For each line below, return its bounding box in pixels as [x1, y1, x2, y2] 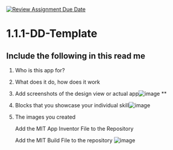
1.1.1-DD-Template [6, 27, 98, 40]
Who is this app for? [14, 67, 65, 73]
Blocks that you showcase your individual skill [14, 102, 130, 108]
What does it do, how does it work [14, 78, 101, 86]
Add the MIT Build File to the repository [14, 137, 113, 144]
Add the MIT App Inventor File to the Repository [14, 125, 134, 132]
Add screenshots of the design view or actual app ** [14, 90, 167, 97]
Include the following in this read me [6, 51, 146, 61]
